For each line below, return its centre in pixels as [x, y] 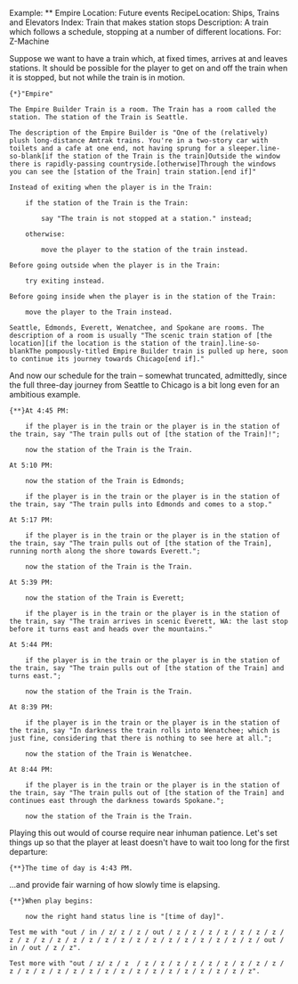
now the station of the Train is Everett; [105, 598]
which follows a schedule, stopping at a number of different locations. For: [145, 32]
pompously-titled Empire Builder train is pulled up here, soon [167, 351]
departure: [28, 852]
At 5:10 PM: [31, 465]
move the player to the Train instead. [99, 312]
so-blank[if [31, 156]
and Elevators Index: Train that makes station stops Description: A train [139, 22]
